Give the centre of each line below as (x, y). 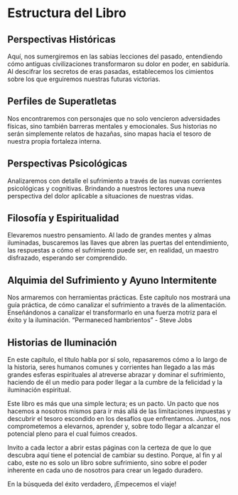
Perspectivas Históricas (61, 39)
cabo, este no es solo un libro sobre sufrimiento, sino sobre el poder (107, 463)
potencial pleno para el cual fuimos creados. (72, 434)
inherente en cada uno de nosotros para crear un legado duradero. (105, 470)
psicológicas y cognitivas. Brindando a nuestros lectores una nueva (106, 188)
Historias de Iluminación (62, 342)
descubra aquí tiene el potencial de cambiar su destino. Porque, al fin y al (115, 455)
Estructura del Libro (67, 13)
